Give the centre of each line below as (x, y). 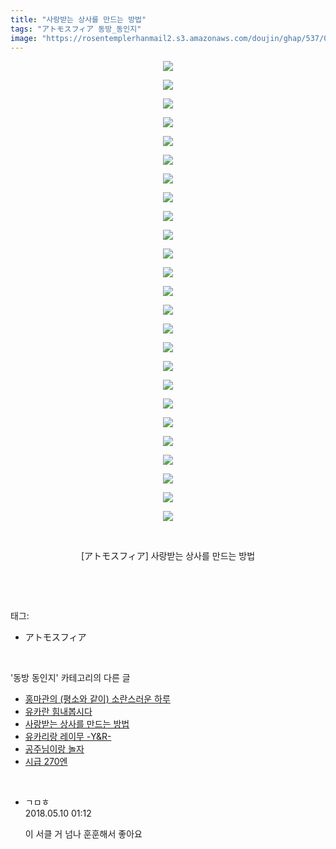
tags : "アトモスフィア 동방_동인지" (76, 29)
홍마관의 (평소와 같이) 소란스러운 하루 (97, 699)
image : (24, 38)
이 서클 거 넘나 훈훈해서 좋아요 (83, 834)
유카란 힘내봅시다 (58, 712)
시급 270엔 (46, 762)
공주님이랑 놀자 (54, 749)
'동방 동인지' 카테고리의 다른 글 (70, 678)
